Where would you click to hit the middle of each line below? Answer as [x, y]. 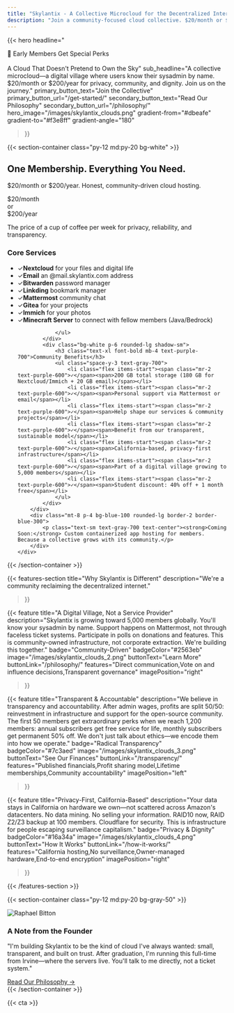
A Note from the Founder [50, 931]
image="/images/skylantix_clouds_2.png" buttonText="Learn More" [104, 657]
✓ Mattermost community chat [61, 297]
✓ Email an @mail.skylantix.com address [75, 275]
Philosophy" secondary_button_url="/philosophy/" [79, 105]
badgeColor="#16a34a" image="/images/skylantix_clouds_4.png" [102, 837]
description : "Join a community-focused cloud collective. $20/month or [115, 20]
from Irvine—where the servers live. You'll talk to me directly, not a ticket [111, 961]
